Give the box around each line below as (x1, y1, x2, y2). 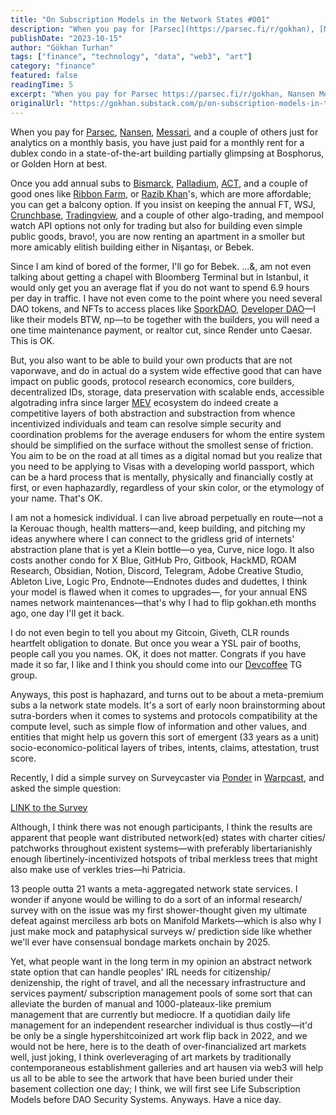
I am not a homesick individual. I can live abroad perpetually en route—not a (10, 511, 324, 523)
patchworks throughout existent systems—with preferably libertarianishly (10, 842, 313, 854)
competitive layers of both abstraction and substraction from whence (10, 407, 296, 419)
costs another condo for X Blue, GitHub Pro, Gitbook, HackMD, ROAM (10, 554, 297, 566)
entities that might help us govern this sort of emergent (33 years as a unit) (10, 731, 320, 743)
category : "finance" (10, 61, 97, 71)
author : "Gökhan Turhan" (10, 42, 114, 53)
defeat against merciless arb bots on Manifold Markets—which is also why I (10, 914, 322, 926)
